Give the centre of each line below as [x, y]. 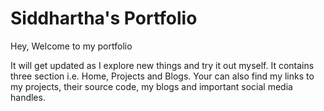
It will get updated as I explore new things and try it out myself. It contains [162, 65]
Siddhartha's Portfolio [104, 18]
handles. [28, 97]
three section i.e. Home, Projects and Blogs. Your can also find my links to [162, 76]
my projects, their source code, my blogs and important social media [151, 86]
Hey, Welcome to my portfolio [71, 46]
